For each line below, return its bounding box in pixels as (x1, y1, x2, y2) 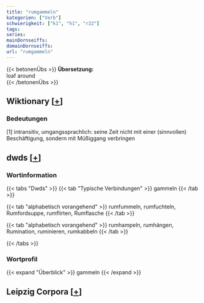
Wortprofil (6, 255, 38, 263)
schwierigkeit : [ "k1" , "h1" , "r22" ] (6, 20, 100, 26)
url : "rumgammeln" (6, 49, 53, 55)
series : (6, 32, 26, 38)
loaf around (6, 71, 35, 79)
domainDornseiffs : (6, 43, 53, 49)
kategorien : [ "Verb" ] (6, 15, 62, 21)
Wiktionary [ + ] (6, 96, 63, 107)
